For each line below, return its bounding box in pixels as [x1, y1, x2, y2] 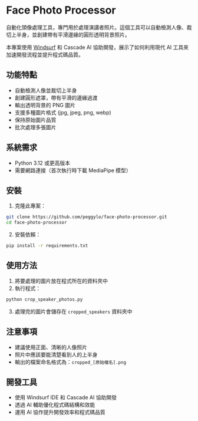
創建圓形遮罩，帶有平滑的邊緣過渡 [14, 94, 98, 101]
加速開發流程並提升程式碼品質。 [6, 51, 84, 58]
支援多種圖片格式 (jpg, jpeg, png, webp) [14, 108, 112, 116]
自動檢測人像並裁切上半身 [14, 87, 77, 94]
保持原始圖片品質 [14, 116, 57, 123]
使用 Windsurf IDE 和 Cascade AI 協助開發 [14, 394, 117, 401]
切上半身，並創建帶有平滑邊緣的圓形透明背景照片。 [6, 31, 130, 38]
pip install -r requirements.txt [6, 243, 88, 249]
